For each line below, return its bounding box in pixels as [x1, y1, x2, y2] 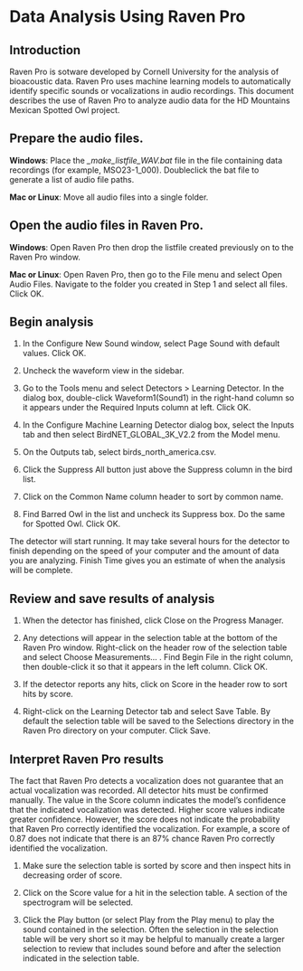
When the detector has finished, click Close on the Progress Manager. [22, 615, 284, 626]
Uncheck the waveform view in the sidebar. [22, 365, 185, 376]
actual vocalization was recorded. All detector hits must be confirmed [9, 785, 269, 797]
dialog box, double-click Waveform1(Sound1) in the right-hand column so [22, 392, 295, 403]
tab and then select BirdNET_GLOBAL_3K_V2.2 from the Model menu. [22, 429, 280, 440]
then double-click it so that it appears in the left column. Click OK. [22, 662, 269, 673]
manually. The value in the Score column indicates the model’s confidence [9, 795, 287, 806]
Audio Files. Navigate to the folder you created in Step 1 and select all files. [9, 278, 288, 289]
